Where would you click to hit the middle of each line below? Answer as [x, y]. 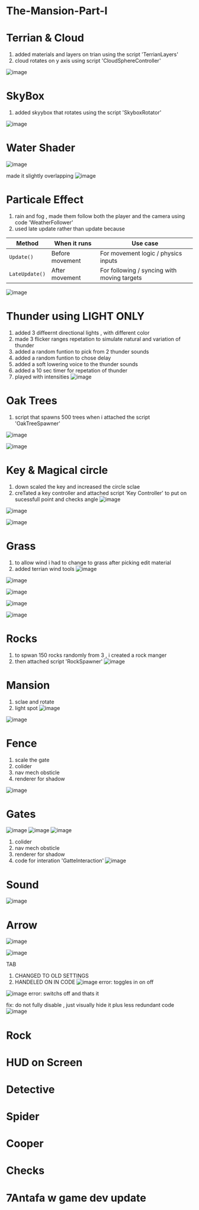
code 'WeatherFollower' [44, 222]
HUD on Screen [44, 1062]
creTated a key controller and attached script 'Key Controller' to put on [101, 493]
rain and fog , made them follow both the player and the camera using [100, 216]
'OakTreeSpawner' [37, 423]
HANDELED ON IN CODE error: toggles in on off [84, 982]
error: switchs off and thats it [64, 994]
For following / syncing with [138, 270]
